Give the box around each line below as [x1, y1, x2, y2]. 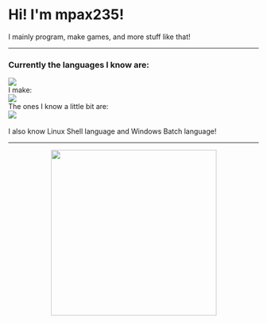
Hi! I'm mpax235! [8, 6, 125, 24]
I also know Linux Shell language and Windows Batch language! [8, 127, 217, 136]
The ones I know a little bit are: [8, 102, 109, 111]
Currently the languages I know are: [8, 59, 149, 70]
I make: [8, 85, 33, 95]
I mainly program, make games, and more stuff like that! [8, 32, 191, 41]
